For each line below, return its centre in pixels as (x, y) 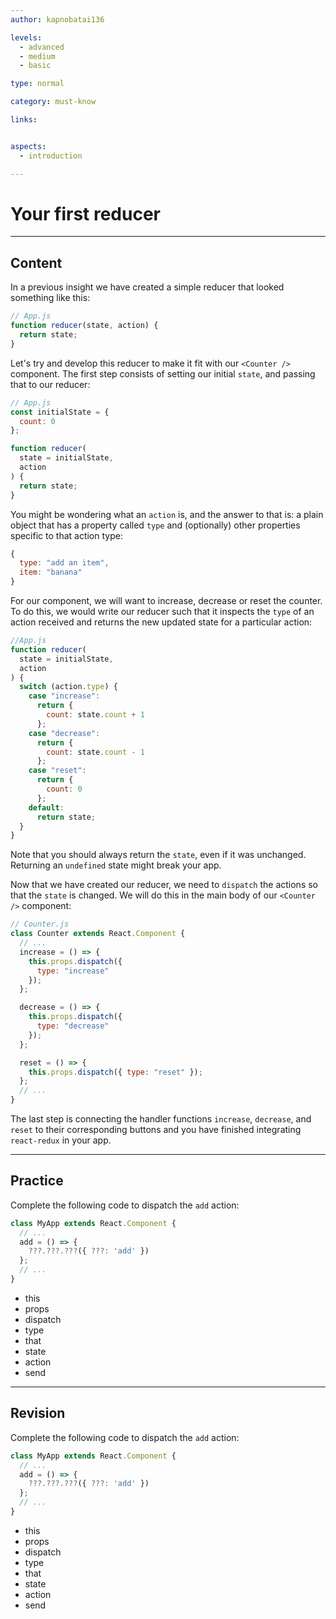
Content (36, 262)
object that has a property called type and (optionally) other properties (155, 525)
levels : (26, 37)
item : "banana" (51, 572)
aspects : (28, 146)
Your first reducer (86, 213)
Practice (37, 1181)
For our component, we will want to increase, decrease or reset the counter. (166, 600)
